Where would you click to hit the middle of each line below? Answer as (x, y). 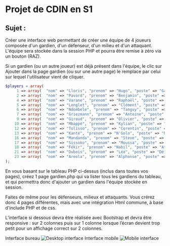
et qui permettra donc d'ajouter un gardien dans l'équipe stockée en (76, 182)
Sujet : (16, 28)
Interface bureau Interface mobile (62, 238)
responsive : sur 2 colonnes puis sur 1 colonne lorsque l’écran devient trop (83, 223)
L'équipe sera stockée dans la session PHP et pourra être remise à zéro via (83, 51)
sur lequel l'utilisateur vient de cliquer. (45, 77)
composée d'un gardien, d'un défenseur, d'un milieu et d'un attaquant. (79, 46)
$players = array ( (25, 86)
